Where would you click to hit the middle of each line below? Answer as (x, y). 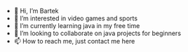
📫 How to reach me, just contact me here (74, 41)
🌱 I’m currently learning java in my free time (77, 26)
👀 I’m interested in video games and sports (76, 18)
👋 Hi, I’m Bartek (36, 11)
